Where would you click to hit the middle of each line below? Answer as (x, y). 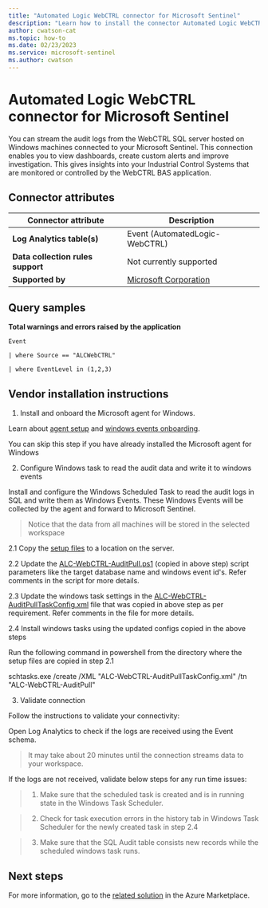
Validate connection (53, 701)
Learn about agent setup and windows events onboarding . (104, 428)
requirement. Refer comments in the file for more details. (101, 613)
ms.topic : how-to (37, 38)
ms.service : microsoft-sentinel (62, 53)
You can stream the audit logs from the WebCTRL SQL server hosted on (126, 138)
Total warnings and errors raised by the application (95, 327)
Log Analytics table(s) (55, 239)
